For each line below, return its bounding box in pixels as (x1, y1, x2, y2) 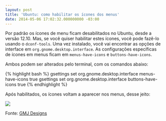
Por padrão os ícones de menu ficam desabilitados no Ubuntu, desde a (5, 30, 151, 36)
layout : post (5, 7, 32, 12)
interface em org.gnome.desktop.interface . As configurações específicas (5, 46, 157, 52)
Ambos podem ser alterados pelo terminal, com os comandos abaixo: (5, 61, 148, 67)
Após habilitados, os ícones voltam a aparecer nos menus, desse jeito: (5, 91, 150, 97)
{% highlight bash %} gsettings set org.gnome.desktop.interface (5, 71, 138, 77)
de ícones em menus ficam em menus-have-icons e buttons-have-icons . (5, 51, 152, 57)
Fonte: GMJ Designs (5, 110, 47, 116)
